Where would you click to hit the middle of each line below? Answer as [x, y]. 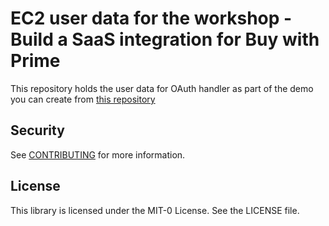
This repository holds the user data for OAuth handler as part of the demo [162, 88]
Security [37, 130]
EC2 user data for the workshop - [151, 18]
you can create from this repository [83, 99]
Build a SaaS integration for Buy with [165, 39]
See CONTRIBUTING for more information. [98, 154]
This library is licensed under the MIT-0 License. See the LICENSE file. [155, 210]
